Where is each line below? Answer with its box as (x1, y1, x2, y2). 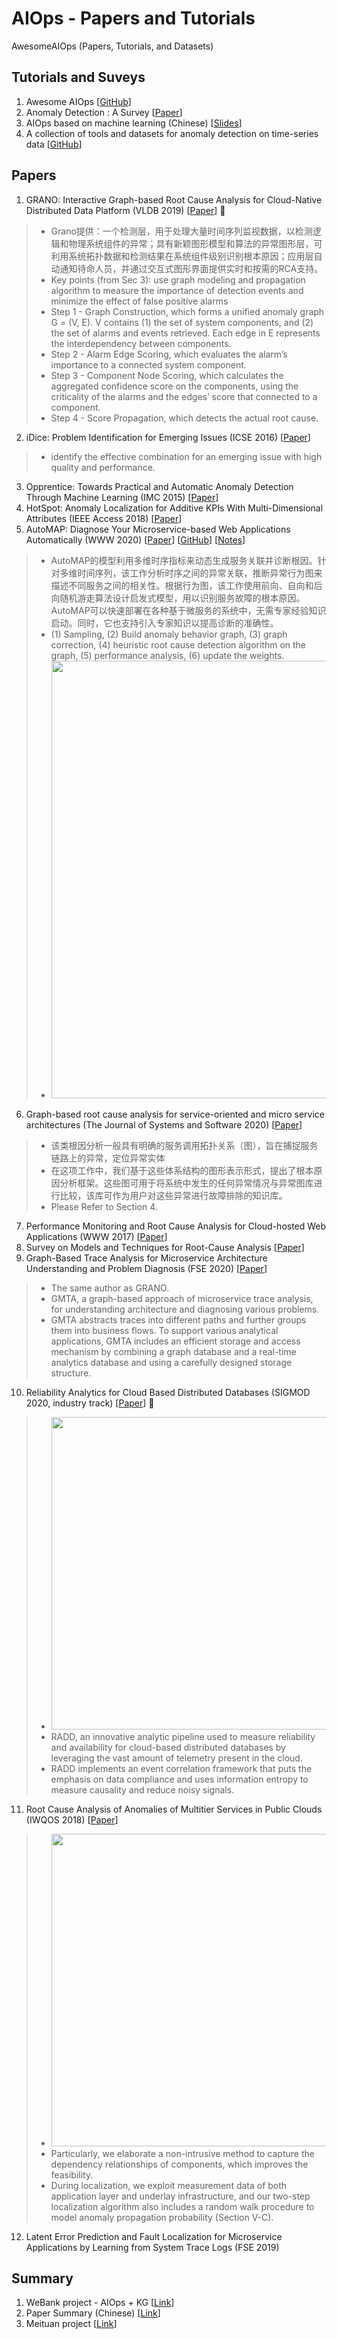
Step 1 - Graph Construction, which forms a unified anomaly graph (50, 305, 325, 317)
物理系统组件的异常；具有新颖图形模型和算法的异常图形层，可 (68, 237, 323, 249)
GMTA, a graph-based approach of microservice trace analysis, (50, 1292, 314, 1304)
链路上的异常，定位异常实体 (50, 1152, 166, 1164)
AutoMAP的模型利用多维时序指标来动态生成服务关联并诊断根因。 (50, 554, 318, 566)
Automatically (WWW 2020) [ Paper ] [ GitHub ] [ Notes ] (25, 533, 246, 546)
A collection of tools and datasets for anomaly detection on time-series (25, 127, 319, 139)
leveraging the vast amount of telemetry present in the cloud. (50, 1752, 303, 1764)
